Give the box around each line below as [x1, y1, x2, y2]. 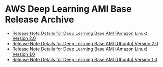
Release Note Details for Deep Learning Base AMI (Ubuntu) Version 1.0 [12, 56, 158, 62]
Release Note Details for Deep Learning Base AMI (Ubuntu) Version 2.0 [12, 40, 158, 46]
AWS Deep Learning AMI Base [5, 3, 132, 15]
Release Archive [5, 14, 74, 25]
